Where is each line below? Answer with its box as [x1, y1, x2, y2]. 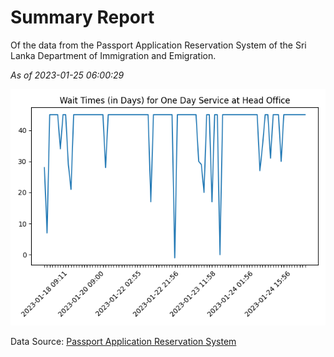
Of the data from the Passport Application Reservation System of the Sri [10, 39, 307, 51]
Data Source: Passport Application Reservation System [10, 335, 237, 347]
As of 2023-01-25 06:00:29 [10, 69, 125, 81]
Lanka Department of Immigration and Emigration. [10, 49, 217, 61]
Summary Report [10, 6, 155, 29]
